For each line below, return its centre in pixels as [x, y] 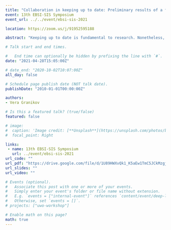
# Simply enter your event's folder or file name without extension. [83, 191]
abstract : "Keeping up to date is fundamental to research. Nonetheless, [85, 38]
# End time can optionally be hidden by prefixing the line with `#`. [84, 56]
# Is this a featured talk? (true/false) [50, 112]
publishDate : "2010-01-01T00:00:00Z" [45, 89]
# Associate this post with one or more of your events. [69, 187]
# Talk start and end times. [36, 47]
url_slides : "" [21, 168]
